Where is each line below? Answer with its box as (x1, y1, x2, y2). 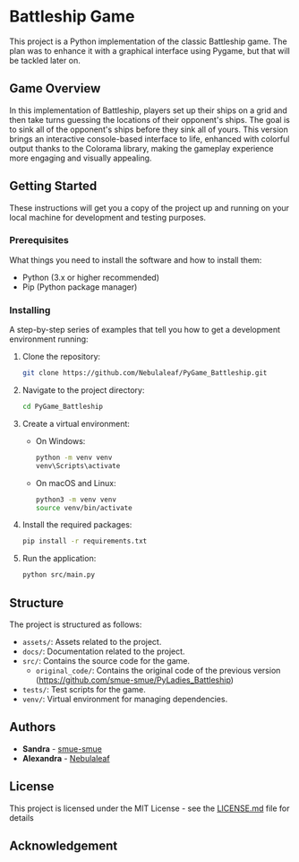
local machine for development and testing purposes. (9, 212, 207, 222)
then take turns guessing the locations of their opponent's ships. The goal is (9, 114, 291, 125)
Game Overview (9, 81, 101, 96)
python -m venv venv (35, 453, 113, 462)
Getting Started (9, 178, 98, 194)
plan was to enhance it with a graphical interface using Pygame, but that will (9, 45, 291, 56)
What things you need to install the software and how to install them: (9, 254, 262, 266)
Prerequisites (9, 234, 69, 247)
